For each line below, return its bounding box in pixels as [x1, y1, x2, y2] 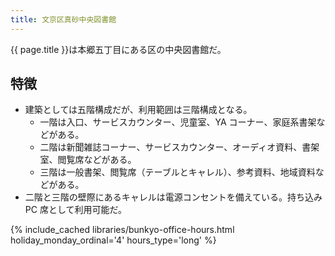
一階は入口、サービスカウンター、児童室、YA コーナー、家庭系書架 [39, 116, 317, 128]
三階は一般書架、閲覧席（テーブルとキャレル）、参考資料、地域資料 [39, 166, 316, 178]
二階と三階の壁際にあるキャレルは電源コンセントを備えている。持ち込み [24, 191, 323, 203]
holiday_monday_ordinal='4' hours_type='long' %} [10, 234, 217, 246]
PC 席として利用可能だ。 [24, 204, 128, 216]
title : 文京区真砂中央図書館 [10, 14, 117, 25]
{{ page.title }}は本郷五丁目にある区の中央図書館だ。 [10, 43, 227, 55]
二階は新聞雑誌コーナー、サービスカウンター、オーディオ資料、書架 [39, 141, 320, 153]
